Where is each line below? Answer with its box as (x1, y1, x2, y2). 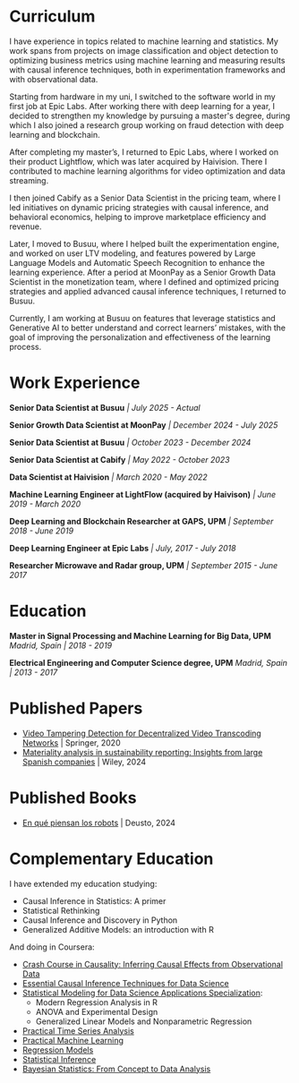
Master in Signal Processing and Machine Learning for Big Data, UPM (9, 630, 271, 641)
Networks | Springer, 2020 (21, 737, 121, 748)
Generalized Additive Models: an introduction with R (21, 924, 215, 934)
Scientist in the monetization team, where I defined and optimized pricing (9, 276, 279, 287)
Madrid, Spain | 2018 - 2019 (9, 640, 113, 651)
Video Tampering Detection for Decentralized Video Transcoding (21, 728, 261, 738)
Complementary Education (9, 848, 214, 869)
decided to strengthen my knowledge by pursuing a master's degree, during (9, 110, 291, 121)
